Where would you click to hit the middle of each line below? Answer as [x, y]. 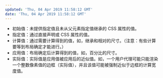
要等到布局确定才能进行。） [39, 47]
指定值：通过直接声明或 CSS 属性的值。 [52, 34]
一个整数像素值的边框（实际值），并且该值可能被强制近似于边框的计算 [82, 65]
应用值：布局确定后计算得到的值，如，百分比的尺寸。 [66, 53]
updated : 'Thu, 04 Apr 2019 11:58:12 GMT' [49, 9]
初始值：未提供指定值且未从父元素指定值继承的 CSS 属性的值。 [76, 28]
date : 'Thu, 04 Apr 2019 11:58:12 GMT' [46, 14]
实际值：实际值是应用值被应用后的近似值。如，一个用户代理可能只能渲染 [85, 59]
